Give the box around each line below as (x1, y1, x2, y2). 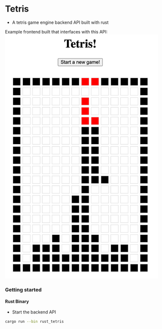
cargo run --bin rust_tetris (5, 319, 64, 324)
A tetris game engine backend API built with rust (12, 19, 109, 25)
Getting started (5, 286, 42, 293)
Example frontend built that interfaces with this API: (5, 29, 108, 34)
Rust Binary (5, 298, 29, 304)
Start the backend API (12, 309, 56, 315)
